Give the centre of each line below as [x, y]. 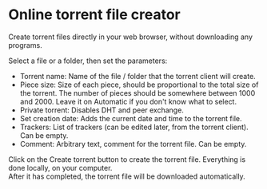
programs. [25, 45]
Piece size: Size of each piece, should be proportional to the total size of [139, 85]
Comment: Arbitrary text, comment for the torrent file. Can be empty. [133, 144]
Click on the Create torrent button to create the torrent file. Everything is [127, 159]
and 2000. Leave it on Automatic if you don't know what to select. [128, 101]
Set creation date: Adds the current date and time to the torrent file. [131, 118]
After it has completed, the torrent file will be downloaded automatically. [127, 176]
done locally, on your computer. [60, 167]
